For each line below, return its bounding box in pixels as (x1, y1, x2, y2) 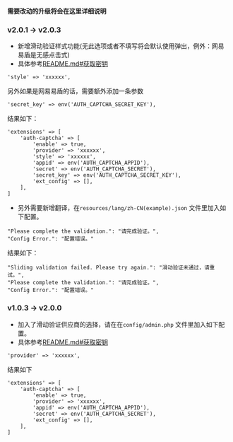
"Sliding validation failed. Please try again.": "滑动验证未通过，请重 (7, 264, 215, 272)
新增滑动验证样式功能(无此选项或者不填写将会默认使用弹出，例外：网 (17, 42, 218, 50)
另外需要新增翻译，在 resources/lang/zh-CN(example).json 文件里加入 (17, 204, 220, 212)
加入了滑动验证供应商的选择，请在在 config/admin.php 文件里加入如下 (17, 320, 219, 328)
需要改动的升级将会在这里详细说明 (7, 7, 107, 15)
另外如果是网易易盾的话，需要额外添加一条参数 (7, 87, 143, 95)
